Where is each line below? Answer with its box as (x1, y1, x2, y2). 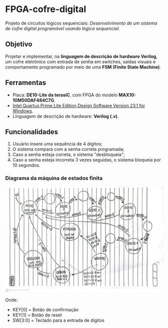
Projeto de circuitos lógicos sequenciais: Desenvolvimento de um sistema (5, 20, 157, 26)
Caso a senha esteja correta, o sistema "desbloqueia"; (12, 151, 125, 157)
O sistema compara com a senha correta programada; (12, 146, 124, 152)
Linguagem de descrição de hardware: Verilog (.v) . (12, 113, 119, 119)
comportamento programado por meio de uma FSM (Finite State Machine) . (5, 64, 161, 70)
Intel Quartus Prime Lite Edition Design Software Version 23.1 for (12, 102, 145, 108)
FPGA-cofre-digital (5, 4, 86, 15)
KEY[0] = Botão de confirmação (12, 306, 79, 312)
